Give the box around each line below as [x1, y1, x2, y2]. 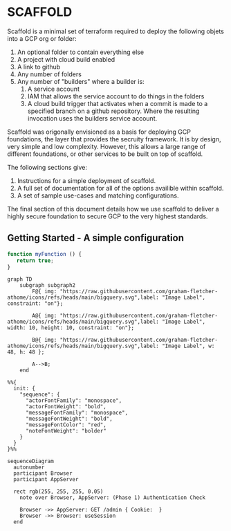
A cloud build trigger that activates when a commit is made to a [27, 99, 208, 107]
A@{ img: [32, 313, 57, 320]
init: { [13, 385, 36, 392]
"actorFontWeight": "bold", [25, 403, 107, 410]
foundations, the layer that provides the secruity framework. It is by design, [7, 134, 221, 143]
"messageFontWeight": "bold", [25, 415, 113, 423]
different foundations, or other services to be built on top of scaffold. [7, 150, 203, 158]
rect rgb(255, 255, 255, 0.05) [13, 488, 104, 496]
